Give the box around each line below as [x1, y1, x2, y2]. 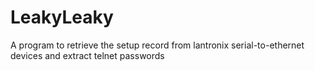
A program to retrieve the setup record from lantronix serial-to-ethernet [10, 39, 305, 51]
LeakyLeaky [10, 6, 114, 29]
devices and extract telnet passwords [10, 49, 165, 61]
